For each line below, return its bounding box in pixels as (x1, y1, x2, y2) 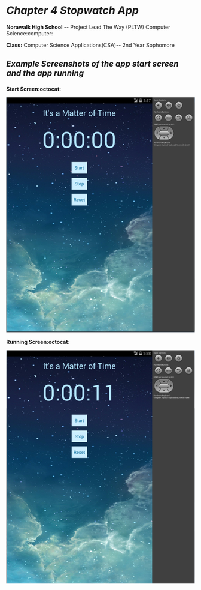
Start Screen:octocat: (6, 85, 62, 93)
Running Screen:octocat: (6, 338, 70, 345)
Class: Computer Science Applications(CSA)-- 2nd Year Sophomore (6, 41, 175, 49)
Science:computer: (6, 29, 53, 37)
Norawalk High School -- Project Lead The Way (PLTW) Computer (6, 23, 170, 31)
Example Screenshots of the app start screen (6, 59, 179, 69)
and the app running (6, 68, 84, 79)
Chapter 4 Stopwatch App (6, 4, 139, 17)
